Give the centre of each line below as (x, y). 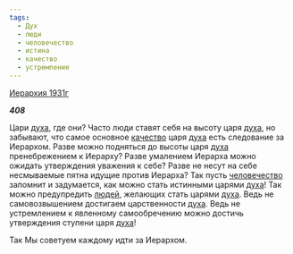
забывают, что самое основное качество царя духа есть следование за (146, 137)
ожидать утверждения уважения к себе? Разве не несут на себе (133, 165)
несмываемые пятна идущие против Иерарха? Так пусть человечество (146, 174)
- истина (33, 51)
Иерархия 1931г (39, 93)
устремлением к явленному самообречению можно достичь (126, 213)
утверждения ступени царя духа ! (73, 222)
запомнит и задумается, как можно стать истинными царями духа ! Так (146, 184)
